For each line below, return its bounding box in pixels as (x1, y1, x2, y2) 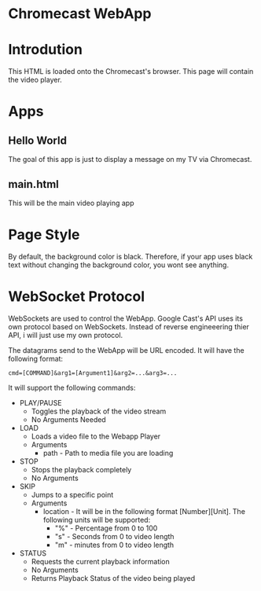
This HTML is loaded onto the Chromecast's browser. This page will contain (8, 67, 254, 76)
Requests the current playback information (31, 556, 171, 566)
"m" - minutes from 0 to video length (54, 540, 175, 549)
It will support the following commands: (8, 383, 136, 392)
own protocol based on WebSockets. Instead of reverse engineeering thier (8, 321, 250, 331)
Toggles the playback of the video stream (31, 406, 167, 416)
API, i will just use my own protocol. (8, 330, 123, 340)
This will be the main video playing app (8, 198, 134, 207)
